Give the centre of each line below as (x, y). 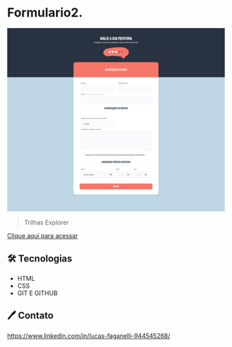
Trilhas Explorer (46, 223)
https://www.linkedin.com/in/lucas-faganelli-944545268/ (89, 335)
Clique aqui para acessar (42, 236)
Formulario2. (45, 13)
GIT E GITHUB (37, 293)
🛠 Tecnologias (40, 258)
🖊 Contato (30, 316)
